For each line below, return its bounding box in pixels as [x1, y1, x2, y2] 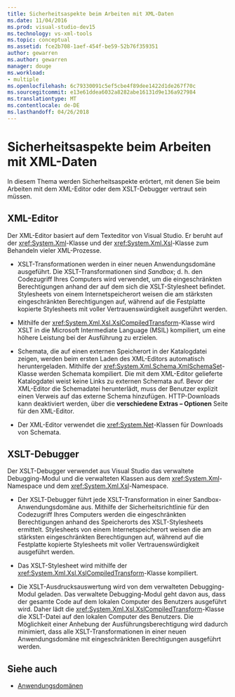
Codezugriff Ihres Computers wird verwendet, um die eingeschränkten [17, 275, 222, 283]
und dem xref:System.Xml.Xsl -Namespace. [43, 482, 169, 490]
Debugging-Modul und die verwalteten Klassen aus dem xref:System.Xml [7, 475, 220, 483]
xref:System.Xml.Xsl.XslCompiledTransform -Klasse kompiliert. [17, 569, 199, 577]
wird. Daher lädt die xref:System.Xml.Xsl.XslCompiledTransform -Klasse [17, 605, 224, 613]
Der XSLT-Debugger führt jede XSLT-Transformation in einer [17, 496, 192, 504]
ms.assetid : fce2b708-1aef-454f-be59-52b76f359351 [7, 43, 159, 50]
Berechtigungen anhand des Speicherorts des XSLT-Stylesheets [17, 518, 203, 527]
